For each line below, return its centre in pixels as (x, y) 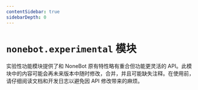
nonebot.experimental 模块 (72, 49)
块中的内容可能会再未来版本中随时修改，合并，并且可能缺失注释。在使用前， (100, 74)
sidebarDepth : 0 (26, 17)
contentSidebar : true (33, 12)
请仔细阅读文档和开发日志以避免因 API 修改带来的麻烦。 (75, 81)
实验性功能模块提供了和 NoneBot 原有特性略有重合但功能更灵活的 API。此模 (99, 66)
